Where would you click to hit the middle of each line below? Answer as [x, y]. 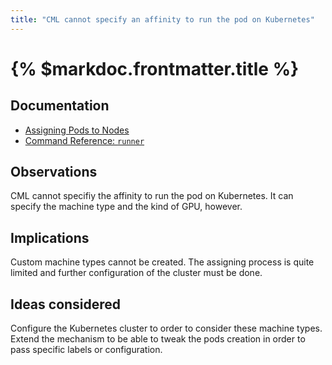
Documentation [60, 106]
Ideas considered [66, 304]
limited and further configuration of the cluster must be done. [136, 273]
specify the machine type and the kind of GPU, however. [126, 207]
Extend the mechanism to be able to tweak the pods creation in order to [158, 339]
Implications [50, 237]
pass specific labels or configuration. [86, 350]
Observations [54, 172]
